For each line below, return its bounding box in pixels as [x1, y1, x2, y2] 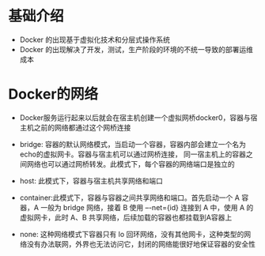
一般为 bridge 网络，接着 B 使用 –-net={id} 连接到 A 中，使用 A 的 [40, 202, 254, 212]
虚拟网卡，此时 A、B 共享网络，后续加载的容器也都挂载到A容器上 [19, 213, 233, 222]
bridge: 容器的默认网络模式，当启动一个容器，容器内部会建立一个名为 [19, 139, 247, 149]
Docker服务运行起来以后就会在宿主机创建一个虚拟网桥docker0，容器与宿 [19, 112, 258, 122]
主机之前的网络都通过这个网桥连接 [19, 122, 131, 132]
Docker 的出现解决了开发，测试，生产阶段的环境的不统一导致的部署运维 [19, 44, 254, 54]
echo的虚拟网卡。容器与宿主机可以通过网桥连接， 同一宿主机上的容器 [19, 149, 247, 159]
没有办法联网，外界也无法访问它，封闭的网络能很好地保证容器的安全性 [26, 239, 256, 249]
